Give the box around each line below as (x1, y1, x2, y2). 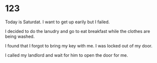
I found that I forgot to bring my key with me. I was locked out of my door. (5, 43, 153, 48)
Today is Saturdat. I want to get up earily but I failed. (5, 19, 110, 25)
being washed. (5, 33, 35, 39)
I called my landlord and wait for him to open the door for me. (5, 52, 128, 58)
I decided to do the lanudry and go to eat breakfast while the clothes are (5, 28, 150, 34)
